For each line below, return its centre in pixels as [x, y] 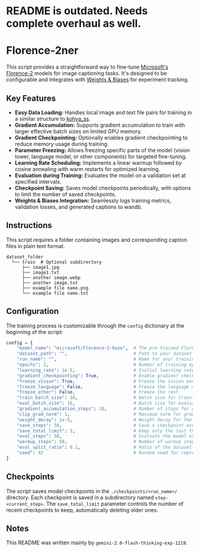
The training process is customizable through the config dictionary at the [95, 325]
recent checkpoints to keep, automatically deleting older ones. [82, 510]
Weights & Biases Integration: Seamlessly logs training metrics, [93, 200]
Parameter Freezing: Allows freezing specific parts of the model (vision [102, 150]
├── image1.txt [41, 272]
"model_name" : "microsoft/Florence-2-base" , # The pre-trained [98, 348]
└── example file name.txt [55, 293]
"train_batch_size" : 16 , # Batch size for [97, 398]
